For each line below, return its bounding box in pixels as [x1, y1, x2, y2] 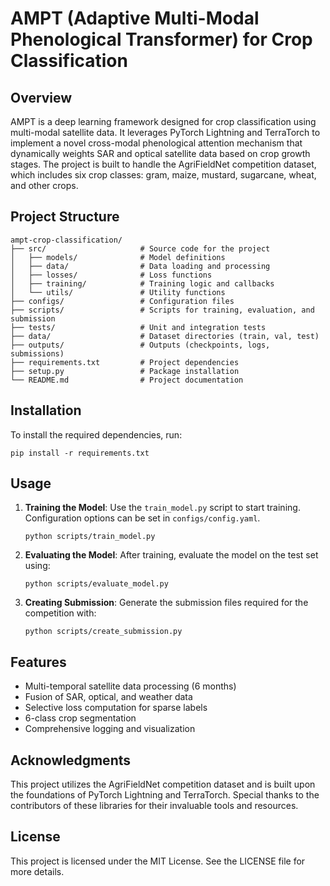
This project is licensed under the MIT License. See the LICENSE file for [10, 855, 306, 867]
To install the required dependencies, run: [10, 428, 183, 441]
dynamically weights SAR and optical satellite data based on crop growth [10, 148, 311, 159]
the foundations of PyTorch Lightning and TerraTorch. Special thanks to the [10, 789, 320, 801]
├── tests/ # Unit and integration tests [10, 322, 267, 332]
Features [10, 653, 67, 671]
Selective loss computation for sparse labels [24, 702, 208, 714]
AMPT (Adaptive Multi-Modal [10, 7, 260, 30]
